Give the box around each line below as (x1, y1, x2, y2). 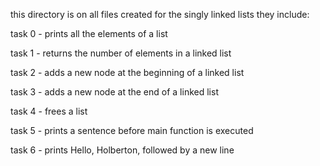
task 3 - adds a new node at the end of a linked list (10, 86, 219, 98)
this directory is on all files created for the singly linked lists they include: (10, 9, 310, 20)
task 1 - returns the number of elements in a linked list (10, 47, 232, 59)
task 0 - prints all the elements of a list (10, 28, 168, 39)
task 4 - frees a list (10, 105, 88, 117)
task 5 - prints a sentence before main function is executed (10, 125, 254, 136)
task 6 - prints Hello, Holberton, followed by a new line (10, 144, 235, 156)
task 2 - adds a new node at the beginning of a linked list (10, 67, 245, 78)
